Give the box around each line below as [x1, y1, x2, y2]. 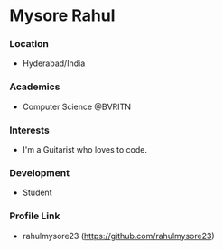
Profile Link [9, 209, 60, 222]
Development [9, 167, 70, 179]
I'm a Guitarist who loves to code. [22, 144, 147, 155]
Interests [9, 124, 50, 136]
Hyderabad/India [22, 58, 86, 69]
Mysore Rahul [9, 5, 116, 26]
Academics [9, 80, 60, 93]
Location [9, 38, 50, 51]
